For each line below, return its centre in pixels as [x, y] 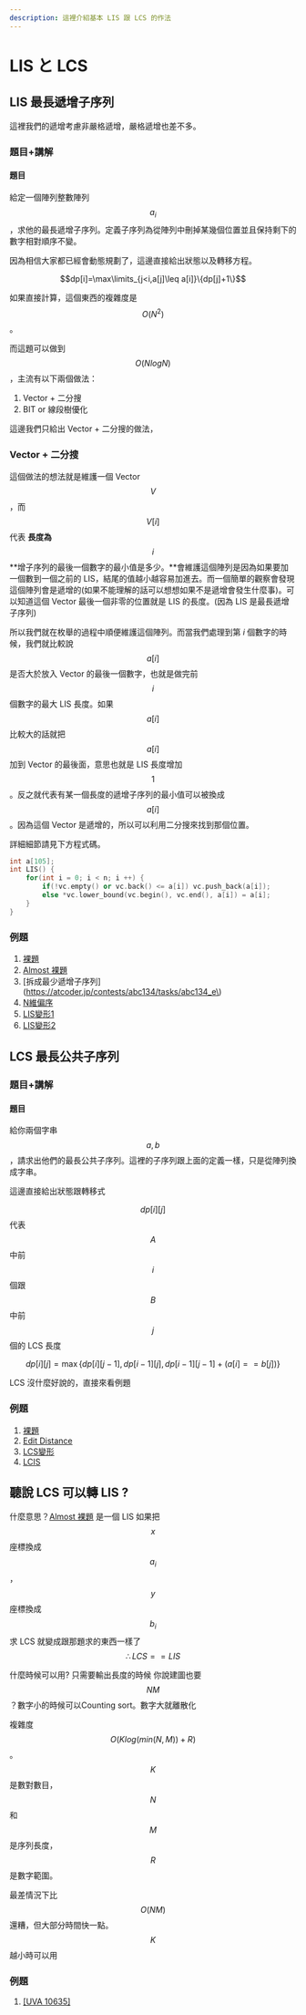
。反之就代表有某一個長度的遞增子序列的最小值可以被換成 [117, 794]
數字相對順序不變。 [46, 241]
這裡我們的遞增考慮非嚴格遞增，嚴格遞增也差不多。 [105, 126]
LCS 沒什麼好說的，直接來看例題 [70, 1383]
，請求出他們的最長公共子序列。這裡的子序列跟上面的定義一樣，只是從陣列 [149, 1161]
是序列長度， [33, 1845]
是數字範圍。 [33, 1875]
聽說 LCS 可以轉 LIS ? [69, 1493]
